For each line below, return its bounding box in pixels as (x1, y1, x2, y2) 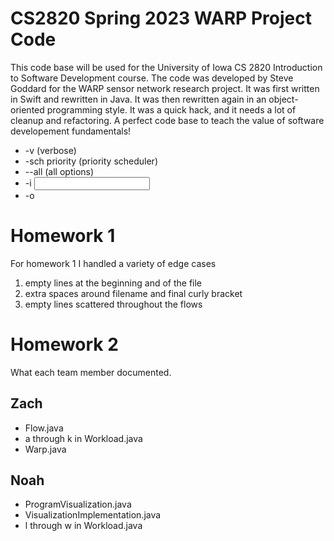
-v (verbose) (24, 144, 77, 156)
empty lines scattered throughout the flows (24, 298, 203, 310)
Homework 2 (10, 333, 119, 356)
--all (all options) (24, 165, 95, 177)
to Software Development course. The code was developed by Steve (10, 72, 294, 84)
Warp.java (24, 443, 67, 455)
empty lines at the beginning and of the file (24, 277, 203, 289)
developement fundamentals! (10, 125, 132, 137)
